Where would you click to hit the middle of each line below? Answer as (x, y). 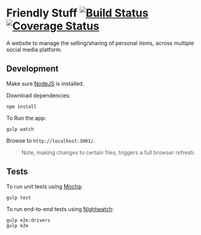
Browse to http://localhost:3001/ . (51, 140)
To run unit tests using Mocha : (45, 186)
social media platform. (34, 50)
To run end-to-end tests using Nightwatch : (60, 209)
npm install (21, 106)
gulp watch (20, 129)
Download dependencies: (38, 95)
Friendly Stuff (42, 13)
